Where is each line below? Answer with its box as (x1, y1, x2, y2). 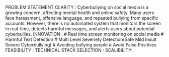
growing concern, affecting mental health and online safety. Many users (5, 10, 154, 16)
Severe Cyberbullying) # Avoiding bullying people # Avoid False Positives (5, 42, 157, 47)
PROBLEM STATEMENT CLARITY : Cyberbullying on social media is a (5, 5, 149, 10)
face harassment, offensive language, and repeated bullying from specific (5, 15, 158, 21)
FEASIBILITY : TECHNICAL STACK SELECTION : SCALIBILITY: (5, 47, 133, 53)
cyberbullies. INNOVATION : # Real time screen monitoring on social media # (5, 31, 164, 37)
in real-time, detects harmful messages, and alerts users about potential (5, 26, 155, 32)
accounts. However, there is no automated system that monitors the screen (5, 20, 161, 26)
